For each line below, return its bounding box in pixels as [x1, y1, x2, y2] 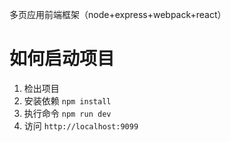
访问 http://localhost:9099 [23, 119, 139, 132]
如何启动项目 [9, 48, 116, 70]
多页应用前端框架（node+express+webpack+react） [9, 9, 227, 20]
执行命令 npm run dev [23, 107, 112, 119]
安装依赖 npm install [23, 94, 112, 107]
